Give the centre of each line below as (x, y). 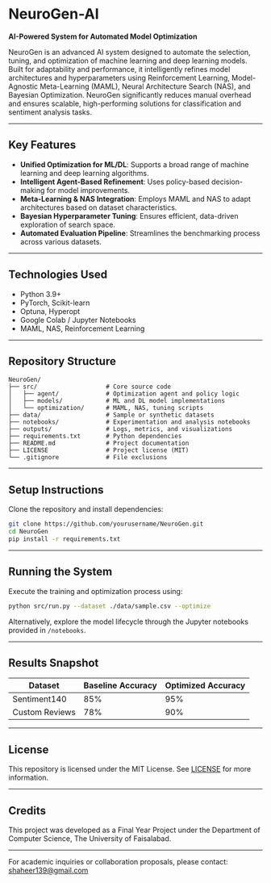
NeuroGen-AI (54, 14)
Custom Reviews (44, 713)
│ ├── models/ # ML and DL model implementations (117, 401)
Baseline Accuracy (120, 685)
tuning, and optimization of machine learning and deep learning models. (128, 61)
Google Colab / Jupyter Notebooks (78, 320)
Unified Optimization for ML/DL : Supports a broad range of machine (134, 164)
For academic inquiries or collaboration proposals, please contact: (118, 861)
